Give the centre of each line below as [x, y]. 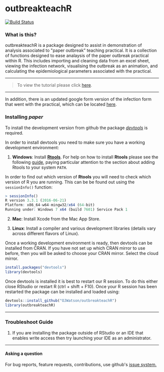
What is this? [21, 35]
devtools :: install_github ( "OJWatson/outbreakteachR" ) [61, 300]
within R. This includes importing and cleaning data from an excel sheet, [78, 61]
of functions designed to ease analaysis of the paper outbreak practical [77, 56]
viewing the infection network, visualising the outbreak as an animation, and [81, 66]
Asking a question [24, 353]
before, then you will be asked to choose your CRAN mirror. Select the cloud [82, 254]
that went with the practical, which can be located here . [61, 104]
